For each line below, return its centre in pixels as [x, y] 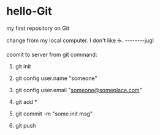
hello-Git [29, 11]
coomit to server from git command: [52, 54]
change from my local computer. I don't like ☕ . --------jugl [80, 40]
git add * [26, 101]
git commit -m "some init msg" [54, 114]
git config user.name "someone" [56, 78]
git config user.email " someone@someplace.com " [78, 90]
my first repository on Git [38, 28]
